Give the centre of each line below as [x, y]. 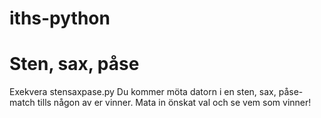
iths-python [60, 18]
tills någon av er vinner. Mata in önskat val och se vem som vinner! [174, 103]
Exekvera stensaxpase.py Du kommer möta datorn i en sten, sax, [143, 92]
